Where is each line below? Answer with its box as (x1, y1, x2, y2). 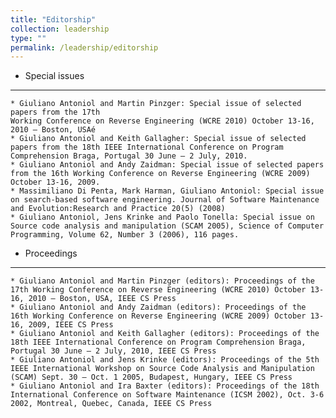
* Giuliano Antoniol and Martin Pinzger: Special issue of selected (10, 99, 302, 109)
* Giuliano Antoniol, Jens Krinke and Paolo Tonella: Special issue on (10, 212, 315, 223)
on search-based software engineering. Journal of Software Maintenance (10, 195, 320, 205)
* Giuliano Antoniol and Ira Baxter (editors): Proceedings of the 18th (10, 381, 320, 391)
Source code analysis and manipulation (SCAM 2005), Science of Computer (10, 221, 325, 231)
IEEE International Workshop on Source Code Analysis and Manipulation (10, 364, 315, 374)
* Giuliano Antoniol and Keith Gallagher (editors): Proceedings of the (10, 329, 320, 339)
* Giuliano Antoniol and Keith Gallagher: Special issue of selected (10, 134, 307, 144)
